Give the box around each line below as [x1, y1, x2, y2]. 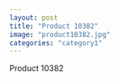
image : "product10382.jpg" [9, 30, 111, 39]
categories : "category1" [9, 38, 103, 48]
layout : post [9, 13, 59, 22]
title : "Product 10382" [9, 22, 99, 31]
